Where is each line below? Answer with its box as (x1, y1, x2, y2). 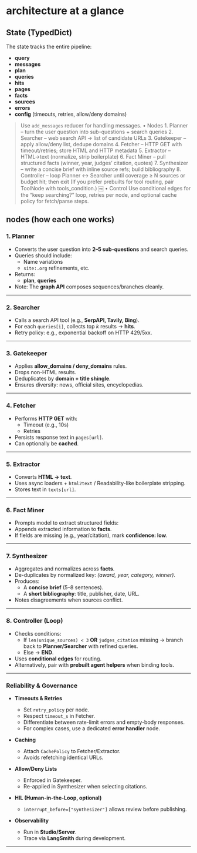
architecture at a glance (6, 4, 124, 18)
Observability (14, 817, 49, 824)
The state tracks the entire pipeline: (6, 43, 92, 50)
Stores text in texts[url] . (14, 486, 76, 493)
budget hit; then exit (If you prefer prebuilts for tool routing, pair (20, 178, 174, 185)
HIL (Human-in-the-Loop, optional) (14, 794, 102, 801)
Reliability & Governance (6, 681, 78, 690)
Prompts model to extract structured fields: (14, 519, 119, 526)
